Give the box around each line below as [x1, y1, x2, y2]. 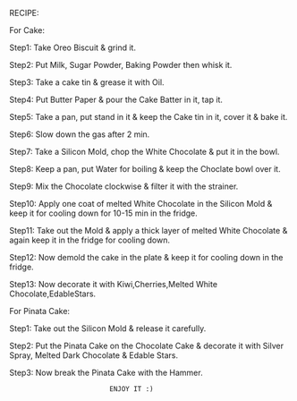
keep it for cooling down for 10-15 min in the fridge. [9, 208, 199, 218]
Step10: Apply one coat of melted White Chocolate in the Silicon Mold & [9, 199, 273, 209]
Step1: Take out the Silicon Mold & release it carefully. [9, 323, 207, 334]
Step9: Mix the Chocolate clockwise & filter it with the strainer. [9, 181, 239, 192]
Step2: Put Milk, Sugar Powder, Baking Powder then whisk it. [9, 60, 233, 70]
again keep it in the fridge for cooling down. [9, 235, 171, 245]
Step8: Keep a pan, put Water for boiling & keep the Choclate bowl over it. [9, 164, 281, 174]
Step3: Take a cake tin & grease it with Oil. [9, 77, 165, 88]
